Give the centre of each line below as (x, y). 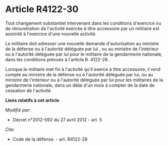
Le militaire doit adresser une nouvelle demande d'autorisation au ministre (82, 43)
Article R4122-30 (42, 9)
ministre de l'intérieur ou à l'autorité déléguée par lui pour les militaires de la (84, 80)
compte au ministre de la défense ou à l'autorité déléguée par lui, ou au (79, 74)
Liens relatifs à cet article (32, 100)
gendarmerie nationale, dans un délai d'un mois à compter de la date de (80, 85)
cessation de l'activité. (29, 90)
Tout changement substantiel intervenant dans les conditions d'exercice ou (83, 23)
